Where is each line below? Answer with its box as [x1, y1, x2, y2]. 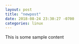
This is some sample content [5, 34, 64, 40]
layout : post [5, 7, 32, 12]
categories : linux [5, 21, 43, 26]
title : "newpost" [5, 12, 41, 17]
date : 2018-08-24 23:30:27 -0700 [5, 16, 75, 21]
